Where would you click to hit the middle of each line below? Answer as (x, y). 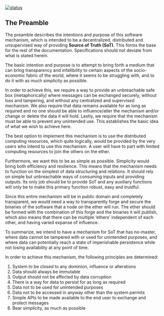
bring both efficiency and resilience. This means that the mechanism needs (81, 166)
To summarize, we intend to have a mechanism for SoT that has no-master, (81, 232)
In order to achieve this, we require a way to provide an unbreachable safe (80, 90)
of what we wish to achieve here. (38, 126)
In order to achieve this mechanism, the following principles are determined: (82, 257)
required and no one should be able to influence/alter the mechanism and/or (82, 111)
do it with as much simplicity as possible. (47, 80)
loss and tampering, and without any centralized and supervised (70, 100)
